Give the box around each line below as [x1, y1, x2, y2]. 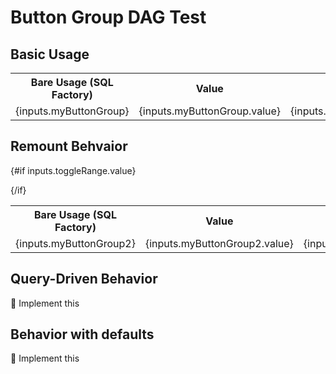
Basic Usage [10, 46, 90, 63]
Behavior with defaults [10, 326, 155, 343]
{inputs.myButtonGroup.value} [138, 104, 282, 118]
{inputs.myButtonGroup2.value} [144, 236, 294, 250]
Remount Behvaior [10, 138, 128, 155]
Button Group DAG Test [10, 6, 207, 29]
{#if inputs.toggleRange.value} [10, 164, 137, 176]
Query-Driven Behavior [10, 271, 158, 288]
